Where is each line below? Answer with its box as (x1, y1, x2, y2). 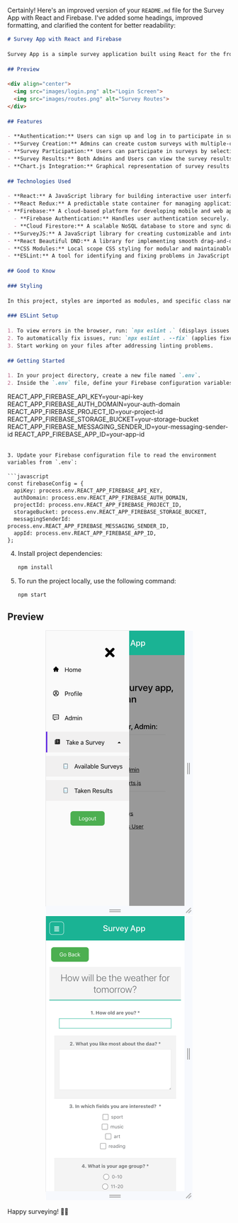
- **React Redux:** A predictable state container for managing (7, 200, 201, 208)
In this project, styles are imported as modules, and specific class (7, 297, 220, 304)
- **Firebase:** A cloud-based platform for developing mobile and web (7, 208, 223, 215)
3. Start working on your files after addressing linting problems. (7, 342, 214, 350)
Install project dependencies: (17, 549, 103, 558)
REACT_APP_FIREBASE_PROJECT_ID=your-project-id (7, 408, 164, 416)
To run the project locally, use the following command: (17, 577, 176, 585)
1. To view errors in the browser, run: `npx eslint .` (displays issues (7, 328, 230, 335)
